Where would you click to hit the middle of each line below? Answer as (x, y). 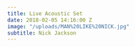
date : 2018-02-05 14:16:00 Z (50, 20)
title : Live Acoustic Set (45, 13)
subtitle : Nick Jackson (42, 33)
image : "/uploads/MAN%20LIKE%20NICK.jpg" (69, 26)
